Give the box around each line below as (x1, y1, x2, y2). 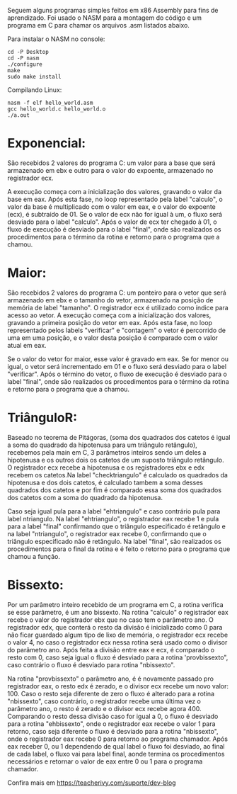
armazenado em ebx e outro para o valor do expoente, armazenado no (7, 166, 214, 174)
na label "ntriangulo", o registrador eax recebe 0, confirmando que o (7, 529, 207, 538)
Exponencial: (7, 135, 86, 152)
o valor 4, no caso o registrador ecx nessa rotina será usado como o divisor (7, 637, 228, 647)
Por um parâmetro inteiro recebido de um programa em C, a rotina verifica (7, 600, 224, 608)
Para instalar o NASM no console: (7, 35, 105, 43)
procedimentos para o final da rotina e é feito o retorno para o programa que (7, 545, 231, 553)
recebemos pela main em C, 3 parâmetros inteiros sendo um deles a (7, 448, 207, 456)
